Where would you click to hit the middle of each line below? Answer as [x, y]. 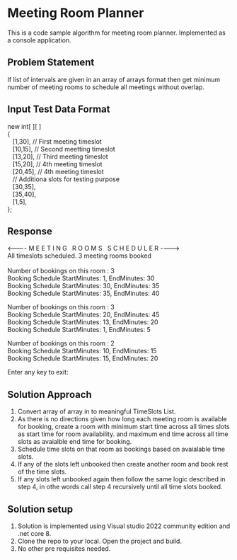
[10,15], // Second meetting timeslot [64, 149]
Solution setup [40, 509]
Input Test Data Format [59, 109]
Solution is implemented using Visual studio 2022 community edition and [124, 526]
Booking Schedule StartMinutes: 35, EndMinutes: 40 [83, 293]
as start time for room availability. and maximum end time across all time [123, 434]
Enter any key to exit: [38, 372]
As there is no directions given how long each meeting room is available [122, 419]
